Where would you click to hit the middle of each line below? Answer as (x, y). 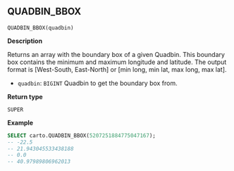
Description (25, 41)
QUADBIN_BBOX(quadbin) (41, 27)
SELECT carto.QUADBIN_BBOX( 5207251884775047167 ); (82, 135)
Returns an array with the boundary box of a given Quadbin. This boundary (116, 54)
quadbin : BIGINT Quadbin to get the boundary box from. (97, 83)
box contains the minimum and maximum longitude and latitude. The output (117, 62)
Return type (25, 96)
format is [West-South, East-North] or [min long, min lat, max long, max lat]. (117, 69)
